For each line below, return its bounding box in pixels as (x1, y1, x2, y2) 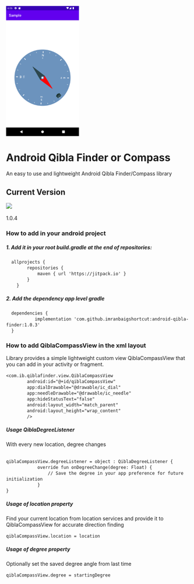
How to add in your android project (6, 229, 106, 237)
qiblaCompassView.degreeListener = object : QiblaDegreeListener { (6, 459, 174, 465)
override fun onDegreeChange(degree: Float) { (37, 465, 153, 471)
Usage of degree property (6, 545, 70, 552)
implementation (34, 316, 72, 322)
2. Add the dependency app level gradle (6, 295, 105, 302)
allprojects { (11, 260, 45, 265)
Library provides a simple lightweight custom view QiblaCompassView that (6, 355, 185, 362)
